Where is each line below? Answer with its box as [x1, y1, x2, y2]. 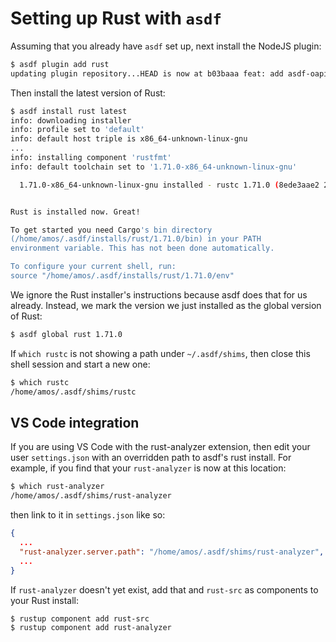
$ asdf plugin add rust [10, 59, 110, 69]
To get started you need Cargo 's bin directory [10, 225, 213, 235]
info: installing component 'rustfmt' [10, 153, 172, 163]
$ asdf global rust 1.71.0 [10, 329, 123, 339]
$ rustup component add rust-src [10, 613, 150, 624]
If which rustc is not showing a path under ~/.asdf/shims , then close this [10, 347, 311, 359]
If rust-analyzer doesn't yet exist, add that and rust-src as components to [10, 583, 319, 596]
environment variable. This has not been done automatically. [10, 243, 275, 254]
